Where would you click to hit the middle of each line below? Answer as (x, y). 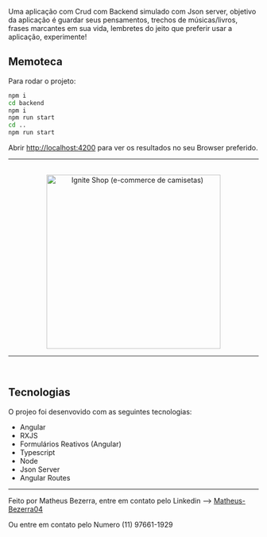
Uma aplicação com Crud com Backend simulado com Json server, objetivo (132, 12)
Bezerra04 (26, 509)
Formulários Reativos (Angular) (70, 444)
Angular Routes (45, 477)
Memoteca (35, 62)
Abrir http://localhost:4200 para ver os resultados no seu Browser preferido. (133, 148)
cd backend (26, 103)
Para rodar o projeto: (42, 81)
